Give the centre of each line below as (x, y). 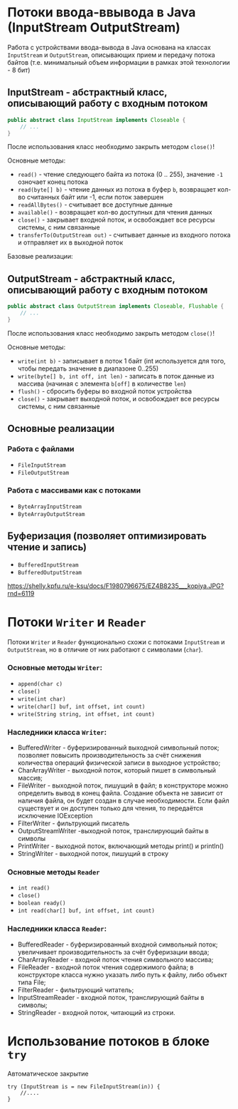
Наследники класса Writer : (57, 732)
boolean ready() (42, 903)
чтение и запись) (47, 547)
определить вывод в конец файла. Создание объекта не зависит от (120, 793)
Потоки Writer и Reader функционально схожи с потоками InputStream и (116, 641)
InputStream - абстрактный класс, (87, 92)
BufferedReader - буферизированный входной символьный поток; (118, 944)
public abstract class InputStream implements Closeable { (97, 120)
